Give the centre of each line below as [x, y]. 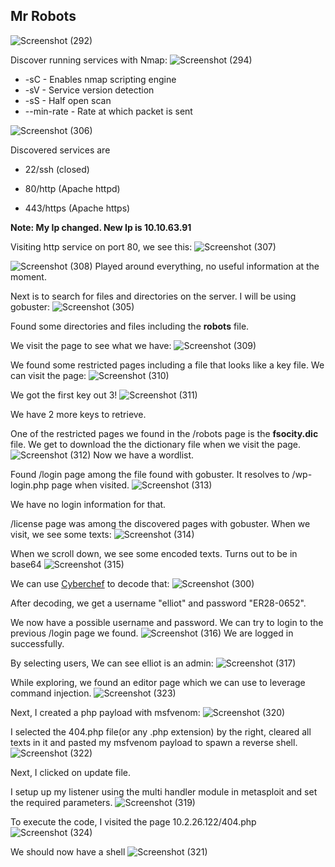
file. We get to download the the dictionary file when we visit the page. [156, 444]
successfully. [37, 643]
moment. [28, 276]
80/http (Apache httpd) [72, 188]
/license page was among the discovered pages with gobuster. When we [160, 523]
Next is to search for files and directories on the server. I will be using [153, 296]
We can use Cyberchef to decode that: [90, 583]
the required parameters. [61, 802]
